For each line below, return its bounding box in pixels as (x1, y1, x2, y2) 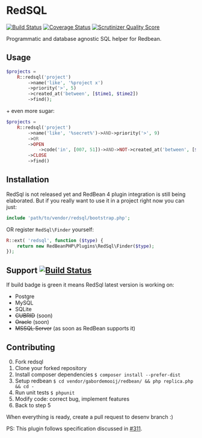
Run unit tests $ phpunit (14, 389, 75, 396)
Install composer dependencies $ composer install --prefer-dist (14, 371, 181, 378)
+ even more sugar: (6, 108, 55, 114)
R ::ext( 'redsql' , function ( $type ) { (6, 237, 103, 243)
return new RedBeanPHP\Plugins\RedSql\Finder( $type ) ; (17, 243, 155, 249)
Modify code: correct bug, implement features (14, 395, 130, 403)
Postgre (14, 293, 35, 300)
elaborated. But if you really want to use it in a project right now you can (6, 196, 185, 204)
